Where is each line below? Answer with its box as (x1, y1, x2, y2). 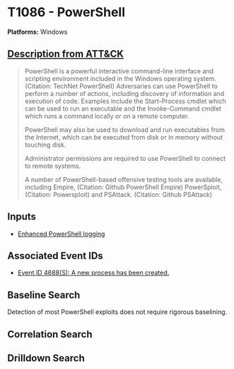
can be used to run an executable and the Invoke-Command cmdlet (24, 104, 221, 113)
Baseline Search (7, 289, 81, 301)
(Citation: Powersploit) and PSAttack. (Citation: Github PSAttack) (24, 190, 213, 198)
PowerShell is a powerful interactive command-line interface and (24, 66, 214, 75)
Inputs (7, 211, 37, 223)
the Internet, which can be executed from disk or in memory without (24, 133, 223, 141)
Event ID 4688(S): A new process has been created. (17, 269, 170, 277)
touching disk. (24, 140, 66, 149)
